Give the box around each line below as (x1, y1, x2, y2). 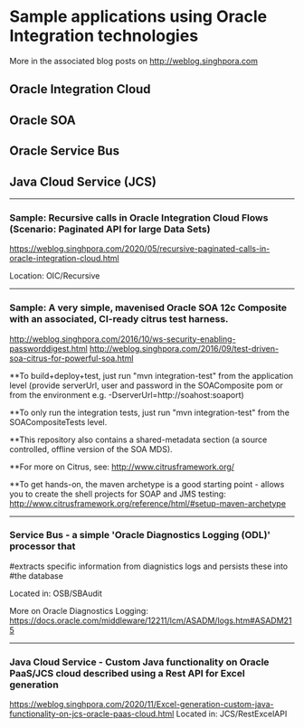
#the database (9, 570, 63, 581)
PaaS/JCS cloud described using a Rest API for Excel (9, 667, 246, 679)
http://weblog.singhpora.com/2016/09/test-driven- (89, 343, 279, 354)
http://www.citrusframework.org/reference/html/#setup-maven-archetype (9, 497, 287, 508)
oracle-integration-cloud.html (9, 253, 119, 264)
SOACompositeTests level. (9, 416, 108, 427)
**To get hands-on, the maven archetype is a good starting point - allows (9, 478, 285, 489)
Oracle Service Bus (9, 143, 120, 159)
